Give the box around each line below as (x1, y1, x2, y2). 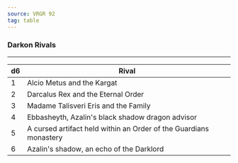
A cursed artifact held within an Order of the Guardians (27, 123, 210, 133)
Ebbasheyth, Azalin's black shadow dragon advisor (27, 112, 197, 122)
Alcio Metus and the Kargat (27, 78, 118, 87)
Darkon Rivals (7, 40, 57, 50)
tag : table (7, 17, 40, 24)
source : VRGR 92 (7, 10, 55, 18)
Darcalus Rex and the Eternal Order (27, 89, 144, 99)
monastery (27, 132, 63, 142)
